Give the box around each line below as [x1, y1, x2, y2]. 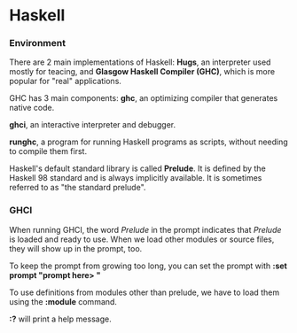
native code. [9, 103, 55, 113]
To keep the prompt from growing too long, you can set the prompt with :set [9, 260, 288, 271]
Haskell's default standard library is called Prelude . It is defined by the [9, 163, 266, 174]
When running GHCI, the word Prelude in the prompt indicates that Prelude [9, 224, 282, 235]
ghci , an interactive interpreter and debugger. [9, 120, 176, 130]
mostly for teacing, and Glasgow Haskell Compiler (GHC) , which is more [9, 66, 276, 77]
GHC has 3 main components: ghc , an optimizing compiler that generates [9, 93, 278, 104]
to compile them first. [9, 146, 87, 157]
